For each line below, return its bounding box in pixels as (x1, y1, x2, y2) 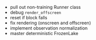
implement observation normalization (10, 25, 88, 31)
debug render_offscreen (10, 9, 62, 15)
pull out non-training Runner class (10, 4, 81, 10)
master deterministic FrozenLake (10, 31, 78, 36)
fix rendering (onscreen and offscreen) (10, 20, 91, 26)
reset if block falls (10, 15, 47, 20)
